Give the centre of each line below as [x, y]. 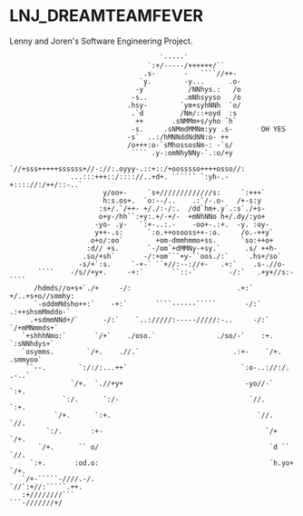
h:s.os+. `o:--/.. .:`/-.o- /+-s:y [182, 201]
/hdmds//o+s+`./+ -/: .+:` [143, 288]
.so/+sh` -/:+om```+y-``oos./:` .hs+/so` [182, 256]
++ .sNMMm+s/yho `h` [186, 121]
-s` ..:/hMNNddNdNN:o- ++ [178, 137]
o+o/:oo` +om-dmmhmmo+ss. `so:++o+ [182, 240]
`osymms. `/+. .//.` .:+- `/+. [151, 352]
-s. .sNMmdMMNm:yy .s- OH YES [208, 129]
